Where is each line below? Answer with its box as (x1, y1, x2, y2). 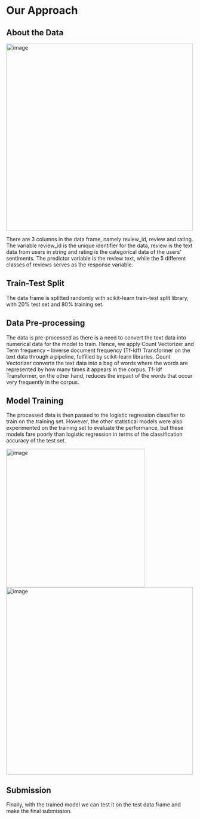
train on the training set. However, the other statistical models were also (6, 418, 183, 425)
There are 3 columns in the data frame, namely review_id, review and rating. (6, 236, 193, 242)
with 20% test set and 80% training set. (6, 301, 104, 308)
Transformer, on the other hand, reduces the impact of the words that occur (6, 372, 193, 379)
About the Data (6, 28, 64, 38)
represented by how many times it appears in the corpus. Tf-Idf (6, 366, 162, 373)
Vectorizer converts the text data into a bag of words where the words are (6, 359, 188, 366)
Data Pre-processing (6, 318, 85, 328)
